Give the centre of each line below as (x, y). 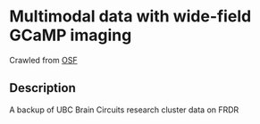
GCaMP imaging (71, 35)
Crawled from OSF (43, 60)
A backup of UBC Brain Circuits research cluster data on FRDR (124, 110)
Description (42, 88)
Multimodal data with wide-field (130, 17)
